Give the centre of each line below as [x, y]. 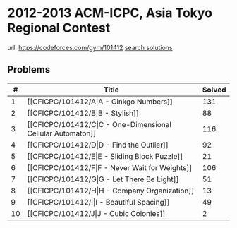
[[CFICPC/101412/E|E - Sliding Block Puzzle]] [105, 156]
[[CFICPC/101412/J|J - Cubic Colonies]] [96, 213]
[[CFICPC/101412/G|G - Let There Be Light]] [103, 179]
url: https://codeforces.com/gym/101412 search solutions [90, 47]
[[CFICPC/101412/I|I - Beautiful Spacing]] [98, 202]
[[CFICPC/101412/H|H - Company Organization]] [111, 191]
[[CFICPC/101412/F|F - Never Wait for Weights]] [110, 167]
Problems [29, 70]
